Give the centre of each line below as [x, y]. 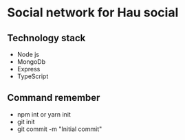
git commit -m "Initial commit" [59, 129]
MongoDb [31, 62]
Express [29, 69]
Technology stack [46, 38]
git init [26, 121]
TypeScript [33, 76]
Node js [28, 54]
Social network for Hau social [93, 13]
